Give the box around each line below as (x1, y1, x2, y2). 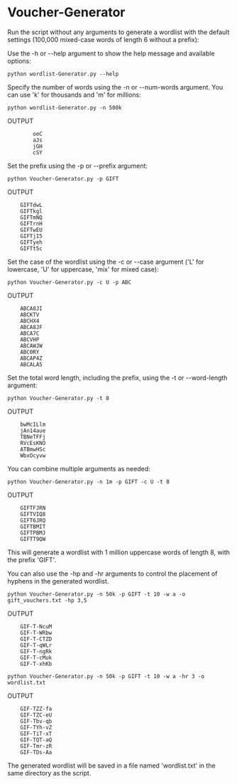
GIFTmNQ (20, 214, 43, 221)
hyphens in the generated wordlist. (7, 576, 109, 585)
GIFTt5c (20, 245, 43, 252)
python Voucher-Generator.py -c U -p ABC (7, 279, 132, 286)
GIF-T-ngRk (20, 648, 53, 655)
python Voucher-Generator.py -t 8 (7, 394, 110, 402)
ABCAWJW (20, 342, 43, 349)
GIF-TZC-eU (20, 711, 53, 719)
